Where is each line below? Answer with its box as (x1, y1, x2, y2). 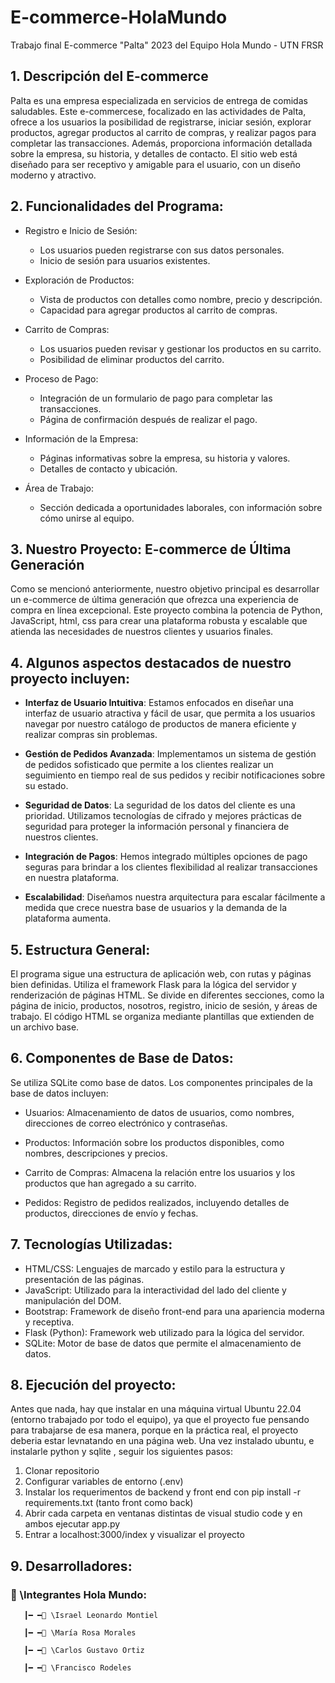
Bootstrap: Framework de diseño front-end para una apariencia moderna (24, 1305, 325, 1317)
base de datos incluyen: (10, 1087, 109, 1099)
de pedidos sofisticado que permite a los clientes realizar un (24, 759, 274, 771)
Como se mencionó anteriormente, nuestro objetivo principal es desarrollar (10, 583, 320, 595)
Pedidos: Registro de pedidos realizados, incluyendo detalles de (24, 1196, 290, 1208)
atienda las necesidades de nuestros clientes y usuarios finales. (10, 626, 274, 638)
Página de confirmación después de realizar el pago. (39, 413, 258, 425)
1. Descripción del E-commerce (10, 68, 209, 85)
